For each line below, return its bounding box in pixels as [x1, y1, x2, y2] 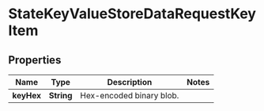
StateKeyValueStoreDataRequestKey [8, 5, 257, 23]
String [48, 90, 73, 101]
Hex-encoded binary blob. [80, 90, 179, 101]
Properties [8, 53, 62, 67]
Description [107, 77, 153, 87]
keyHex [12, 90, 42, 101]
